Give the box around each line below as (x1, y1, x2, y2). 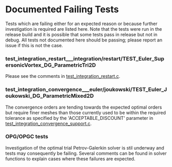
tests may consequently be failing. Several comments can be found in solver (5, 150, 167, 156)
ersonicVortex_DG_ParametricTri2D (5, 61, 96, 69)
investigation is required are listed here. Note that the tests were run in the (5, 26, 162, 32)
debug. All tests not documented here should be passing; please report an (5, 37, 163, 43)
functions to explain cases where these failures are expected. (5, 155, 136, 162)
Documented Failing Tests (5, 4, 119, 15)
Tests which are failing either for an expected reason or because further (5, 20, 158, 27)
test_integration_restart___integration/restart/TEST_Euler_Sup (5, 55, 164, 62)
